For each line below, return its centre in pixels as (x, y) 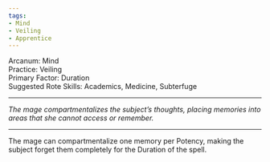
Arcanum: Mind (34, 61)
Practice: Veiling (35, 70)
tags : (17, 16)
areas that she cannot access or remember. (81, 118)
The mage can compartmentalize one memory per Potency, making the (126, 141)
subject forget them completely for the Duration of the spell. (108, 150)
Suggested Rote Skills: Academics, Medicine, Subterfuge (103, 87)
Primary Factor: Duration (49, 78)
